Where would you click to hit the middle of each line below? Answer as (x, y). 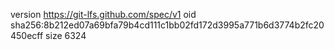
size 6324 (66, 35)
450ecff (27, 35)
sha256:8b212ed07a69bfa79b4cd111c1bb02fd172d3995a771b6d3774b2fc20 (167, 25)
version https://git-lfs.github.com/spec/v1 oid (103, 14)
